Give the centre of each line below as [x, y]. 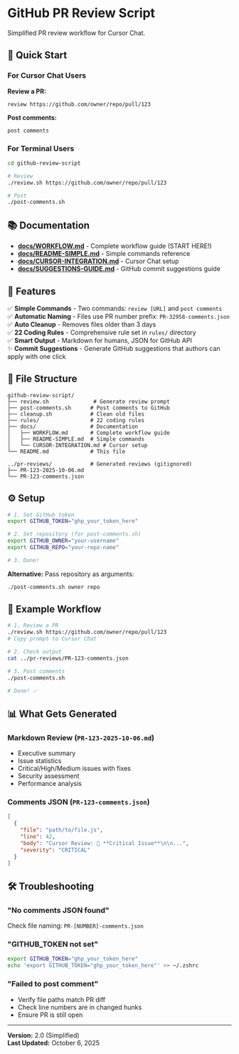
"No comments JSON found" [58, 910]
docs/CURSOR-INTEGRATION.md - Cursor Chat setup [98, 261]
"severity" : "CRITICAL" [55, 850]
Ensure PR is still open [50, 1015]
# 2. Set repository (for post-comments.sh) [74, 534]
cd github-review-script [44, 163]
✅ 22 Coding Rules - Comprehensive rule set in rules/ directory [102, 332]
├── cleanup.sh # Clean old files [76, 414]
